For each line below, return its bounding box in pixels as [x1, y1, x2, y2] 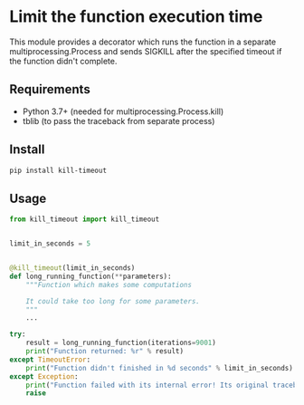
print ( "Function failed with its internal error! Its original [25, 381, 270, 390]
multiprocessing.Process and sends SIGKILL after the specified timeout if [9, 45, 282, 56]
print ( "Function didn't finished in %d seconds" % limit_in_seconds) [25, 363, 294, 372]
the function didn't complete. [9, 55, 118, 66]
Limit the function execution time [9, 6, 263, 27]
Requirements [9, 82, 90, 97]
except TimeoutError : [9, 355, 91, 364]
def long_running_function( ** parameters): [9, 272, 172, 281]
